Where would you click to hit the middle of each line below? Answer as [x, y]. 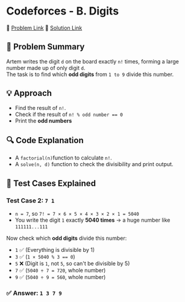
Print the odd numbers [43, 120]
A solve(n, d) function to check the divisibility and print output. [94, 164]
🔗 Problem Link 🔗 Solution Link [44, 28]
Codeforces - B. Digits [63, 11]
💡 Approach [29, 93]
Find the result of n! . [40, 108]
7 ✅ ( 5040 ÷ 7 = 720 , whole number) [60, 271]
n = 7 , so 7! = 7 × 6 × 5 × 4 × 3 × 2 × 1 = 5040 [77, 214]
